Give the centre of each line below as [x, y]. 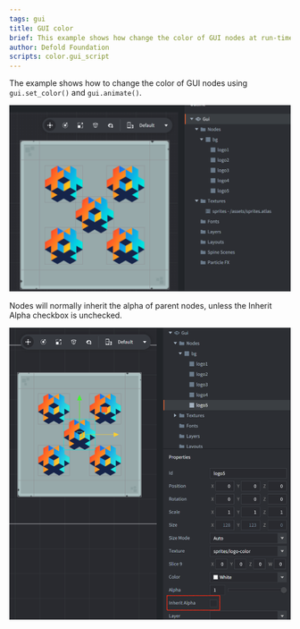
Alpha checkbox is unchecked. [66, 315]
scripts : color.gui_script [59, 57]
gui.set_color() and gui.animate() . [76, 93]
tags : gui [28, 19]
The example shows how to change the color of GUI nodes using [129, 83]
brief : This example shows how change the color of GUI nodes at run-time [151, 38]
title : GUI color [42, 28]
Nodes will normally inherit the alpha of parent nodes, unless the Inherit [141, 306]
